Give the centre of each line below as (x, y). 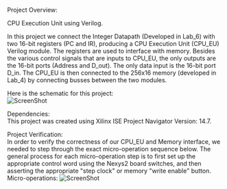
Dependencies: (28, 114)
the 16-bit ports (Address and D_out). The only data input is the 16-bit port (111, 65)
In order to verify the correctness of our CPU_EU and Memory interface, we (114, 142)
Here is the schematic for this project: (60, 93)
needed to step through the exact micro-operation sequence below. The (109, 149)
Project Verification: (35, 134)
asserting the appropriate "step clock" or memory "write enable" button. (109, 171)
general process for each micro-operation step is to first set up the (101, 156)
